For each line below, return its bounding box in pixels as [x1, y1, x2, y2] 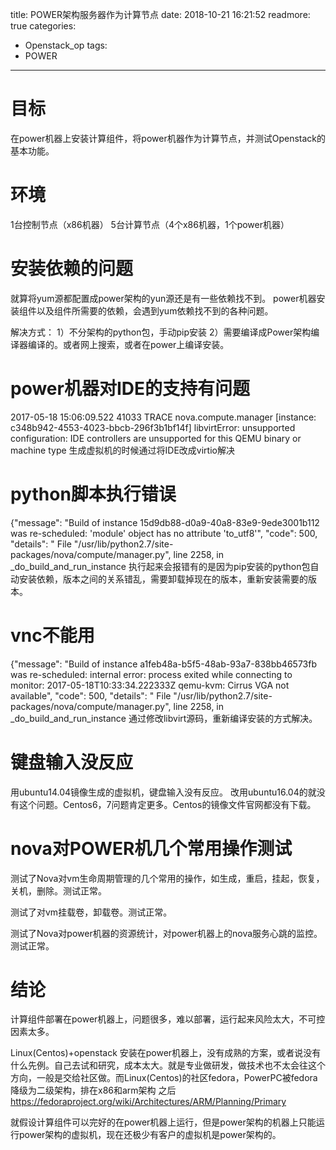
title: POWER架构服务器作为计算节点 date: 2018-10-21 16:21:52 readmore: [10, 9, 311, 20]
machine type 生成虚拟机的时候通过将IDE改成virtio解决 [10, 444, 235, 456]
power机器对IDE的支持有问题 [10, 378, 251, 400]
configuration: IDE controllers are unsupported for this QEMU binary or [10, 432, 302, 444]
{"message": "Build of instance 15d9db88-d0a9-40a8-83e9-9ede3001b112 [10, 516, 320, 528]
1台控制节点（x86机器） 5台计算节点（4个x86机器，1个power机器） [10, 218, 290, 230]
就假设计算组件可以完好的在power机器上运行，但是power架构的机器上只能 [10, 1116, 317, 1128]
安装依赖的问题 [10, 258, 134, 280]
